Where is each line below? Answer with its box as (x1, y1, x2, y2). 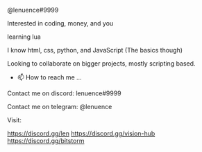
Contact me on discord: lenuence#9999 (7, 89, 121, 97)
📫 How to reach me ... (17, 73, 82, 82)
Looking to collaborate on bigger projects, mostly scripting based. (7, 59, 196, 68)
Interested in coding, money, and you (7, 19, 114, 27)
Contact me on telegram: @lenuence (7, 103, 112, 111)
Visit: (7, 116, 22, 124)
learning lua (7, 32, 42, 41)
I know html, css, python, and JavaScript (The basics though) (7, 46, 183, 54)
